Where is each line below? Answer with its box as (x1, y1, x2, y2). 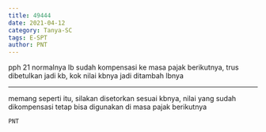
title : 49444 (8, 11, 51, 20)
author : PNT (8, 41, 47, 49)
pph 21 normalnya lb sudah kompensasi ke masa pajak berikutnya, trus (8, 62, 239, 72)
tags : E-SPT (8, 33, 47, 42)
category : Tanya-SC (8, 26, 73, 34)
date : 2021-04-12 (8, 19, 66, 27)
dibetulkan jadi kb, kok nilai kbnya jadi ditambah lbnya (8, 71, 184, 81)
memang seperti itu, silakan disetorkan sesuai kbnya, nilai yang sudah (8, 94, 237, 104)
